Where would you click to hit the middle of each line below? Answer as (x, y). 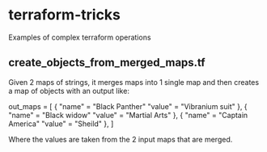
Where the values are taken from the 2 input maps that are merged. (121, 139)
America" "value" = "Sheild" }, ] (61, 124)
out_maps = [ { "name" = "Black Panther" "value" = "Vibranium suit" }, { (128, 106)
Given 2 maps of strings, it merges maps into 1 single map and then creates (134, 82)
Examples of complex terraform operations (80, 37)
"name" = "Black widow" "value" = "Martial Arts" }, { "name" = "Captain (128, 115)
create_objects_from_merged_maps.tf (107, 63)
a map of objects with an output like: (69, 91)
